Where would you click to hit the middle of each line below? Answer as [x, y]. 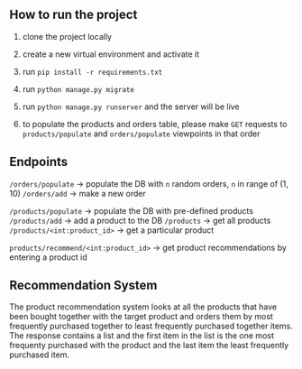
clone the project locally [67, 36]
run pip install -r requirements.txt [92, 71]
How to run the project [73, 15]
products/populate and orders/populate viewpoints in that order [141, 134]
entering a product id [48, 257]
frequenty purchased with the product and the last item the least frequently [149, 346]
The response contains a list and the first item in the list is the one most [142, 336]
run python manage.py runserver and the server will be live [131, 106]
